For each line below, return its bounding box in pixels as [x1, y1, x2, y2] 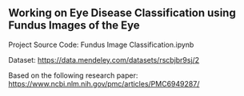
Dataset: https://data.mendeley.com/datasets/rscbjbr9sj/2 [8, 55, 200, 64]
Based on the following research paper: [8, 71, 138, 80]
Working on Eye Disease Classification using [8, 6, 236, 20]
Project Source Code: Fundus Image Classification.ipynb [8, 40, 194, 49]
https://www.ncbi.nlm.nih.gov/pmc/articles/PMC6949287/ [8, 79, 200, 88]
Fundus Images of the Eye [8, 19, 140, 33]
